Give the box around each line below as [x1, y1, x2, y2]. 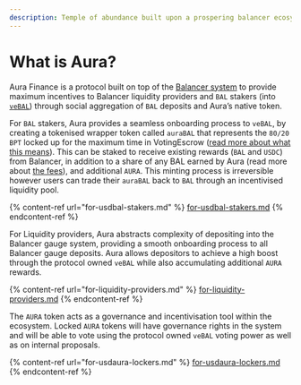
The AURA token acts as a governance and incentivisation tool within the [9, 311, 272, 321]
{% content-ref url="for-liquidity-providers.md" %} [9, 284, 197, 295]
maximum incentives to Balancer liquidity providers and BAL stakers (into [9, 90, 276, 101]
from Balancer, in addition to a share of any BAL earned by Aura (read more [9, 156, 288, 167]
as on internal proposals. [9, 339, 101, 350]
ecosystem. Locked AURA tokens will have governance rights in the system [9, 320, 282, 331]
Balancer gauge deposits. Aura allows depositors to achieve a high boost [9, 247, 279, 258]
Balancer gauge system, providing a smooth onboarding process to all [9, 238, 269, 249]
